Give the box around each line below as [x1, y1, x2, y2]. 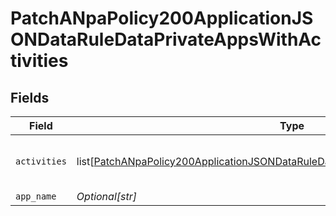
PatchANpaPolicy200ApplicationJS [10, 7, 314, 30]
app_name [15, 191, 57, 202]
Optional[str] [76, 190, 137, 203]
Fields [10, 89, 50, 106]
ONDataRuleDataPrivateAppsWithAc [10, 28, 322, 51]
